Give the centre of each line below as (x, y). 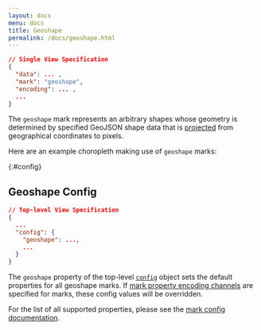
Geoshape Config (53, 192)
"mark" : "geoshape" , (49, 82)
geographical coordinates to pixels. (66, 136)
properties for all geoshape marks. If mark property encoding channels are (130, 285)
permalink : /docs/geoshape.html (62, 38)
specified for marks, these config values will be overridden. (105, 294)
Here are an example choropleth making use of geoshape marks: (113, 151)
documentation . (34, 318)
